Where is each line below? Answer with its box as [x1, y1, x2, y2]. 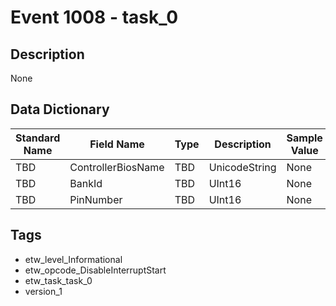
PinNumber [69, 192, 123, 206]
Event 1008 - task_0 [10, 6, 179, 29]
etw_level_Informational [24, 253, 123, 265]
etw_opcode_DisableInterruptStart [24, 264, 167, 276]
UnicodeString [208, 160, 277, 174]
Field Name [89, 137, 145, 151]
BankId [69, 176, 103, 190]
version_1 [24, 285, 63, 297]
